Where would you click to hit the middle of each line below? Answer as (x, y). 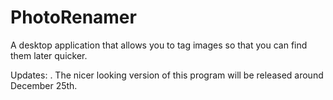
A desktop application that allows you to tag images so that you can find (159, 45)
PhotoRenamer (73, 17)
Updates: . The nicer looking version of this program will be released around (167, 75)
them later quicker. (49, 55)
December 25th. (44, 85)
